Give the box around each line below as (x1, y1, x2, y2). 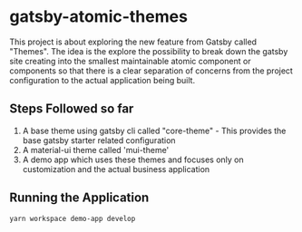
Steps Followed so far (9, 101, 134, 117)
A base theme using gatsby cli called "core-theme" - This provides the (22, 125, 287, 136)
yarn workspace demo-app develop (9, 214, 136, 223)
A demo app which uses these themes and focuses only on (22, 154, 245, 165)
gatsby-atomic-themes (9, 6, 189, 27)
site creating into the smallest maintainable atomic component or (9, 55, 251, 66)
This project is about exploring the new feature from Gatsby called (9, 36, 257, 47)
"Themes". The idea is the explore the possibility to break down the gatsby (9, 45, 288, 56)
